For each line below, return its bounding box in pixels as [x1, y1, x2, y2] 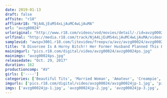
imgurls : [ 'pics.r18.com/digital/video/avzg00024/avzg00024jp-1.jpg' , [5, 81, 155, 86]
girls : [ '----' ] [5, 72, 39, 77]
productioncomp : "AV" [5, 67, 50, 72]
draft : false [5, 12, 32, 17]
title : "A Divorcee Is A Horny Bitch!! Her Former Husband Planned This [5, 44, 159, 49]
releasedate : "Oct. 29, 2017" [5, 58, 68, 63]
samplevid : [5, 40, 28, 45]
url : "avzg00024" [5, 26, 41, 31]
